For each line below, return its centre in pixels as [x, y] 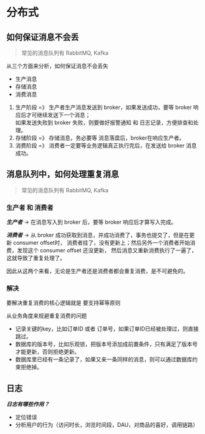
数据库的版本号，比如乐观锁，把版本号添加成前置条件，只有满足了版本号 [106, 344]
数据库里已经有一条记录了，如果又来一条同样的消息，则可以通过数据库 [104, 359]
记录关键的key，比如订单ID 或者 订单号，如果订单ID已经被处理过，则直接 [107, 329]
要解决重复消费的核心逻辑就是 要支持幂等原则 [63, 303]
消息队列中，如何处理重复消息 [63, 174]
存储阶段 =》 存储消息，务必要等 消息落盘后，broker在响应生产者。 [100, 138]
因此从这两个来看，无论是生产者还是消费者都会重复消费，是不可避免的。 [97, 271]
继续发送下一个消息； [63, 115]
